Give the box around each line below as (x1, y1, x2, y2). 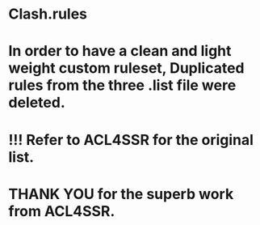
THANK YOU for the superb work (8, 185, 234, 203)
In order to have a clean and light (8, 42, 232, 61)
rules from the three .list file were (8, 76, 237, 95)
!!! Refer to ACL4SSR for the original (8, 130, 254, 149)
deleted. (8, 94, 66, 112)
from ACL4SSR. (8, 202, 115, 220)
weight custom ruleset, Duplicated (8, 59, 245, 78)
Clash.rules (8, 5, 87, 23)
